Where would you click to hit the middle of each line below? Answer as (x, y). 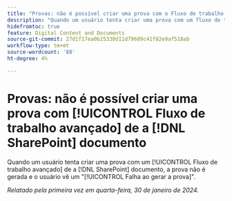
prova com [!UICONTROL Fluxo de (106, 113)
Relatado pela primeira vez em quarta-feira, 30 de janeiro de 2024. (103, 190)
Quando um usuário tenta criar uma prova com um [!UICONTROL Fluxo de (113, 162)
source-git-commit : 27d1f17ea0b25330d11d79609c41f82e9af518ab (98, 39)
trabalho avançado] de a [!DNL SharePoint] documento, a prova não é (106, 169)
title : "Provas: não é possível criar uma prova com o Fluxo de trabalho (116, 13)
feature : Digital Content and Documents (66, 33)
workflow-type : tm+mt (38, 46)
